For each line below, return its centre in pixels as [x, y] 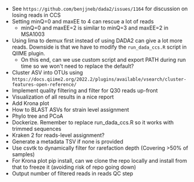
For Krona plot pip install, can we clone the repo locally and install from [99, 161]
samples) [23, 154]
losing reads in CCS [36, 15]
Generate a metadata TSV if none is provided [68, 141]
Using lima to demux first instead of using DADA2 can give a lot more [97, 41]
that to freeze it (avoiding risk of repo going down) [74, 167]
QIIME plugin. [28, 53]
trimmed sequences [37, 129]
